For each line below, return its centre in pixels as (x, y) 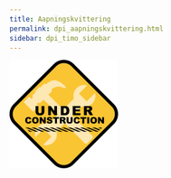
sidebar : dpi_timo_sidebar (60, 38)
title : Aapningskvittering (60, 19)
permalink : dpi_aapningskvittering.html (87, 28)
